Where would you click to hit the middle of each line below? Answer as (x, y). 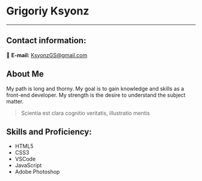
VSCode (25, 159)
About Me (25, 74)
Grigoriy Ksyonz (48, 11)
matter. (15, 101)
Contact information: (46, 41)
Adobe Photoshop (37, 172)
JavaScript (28, 165)
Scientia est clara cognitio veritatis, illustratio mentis (85, 113)
